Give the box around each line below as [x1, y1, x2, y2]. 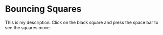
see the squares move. [5, 24, 51, 30]
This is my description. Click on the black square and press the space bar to [5, 19, 159, 25]
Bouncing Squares [5, 3, 82, 15]
